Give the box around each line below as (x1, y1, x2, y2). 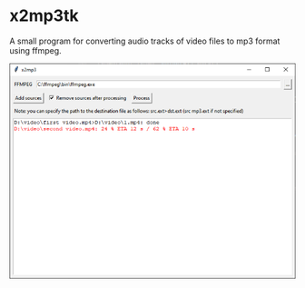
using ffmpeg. (9, 45, 62, 55)
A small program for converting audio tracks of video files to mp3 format (9, 35, 280, 46)
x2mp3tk (9, 5, 79, 26)
